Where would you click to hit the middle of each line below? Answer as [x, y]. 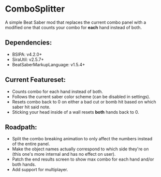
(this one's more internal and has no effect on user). [64, 154]
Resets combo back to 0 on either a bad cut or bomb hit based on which [84, 102]
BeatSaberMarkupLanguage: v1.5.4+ [49, 64]
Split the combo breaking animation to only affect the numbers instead [82, 139]
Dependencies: [29, 43]
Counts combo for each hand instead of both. [57, 91]
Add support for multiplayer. [40, 170]
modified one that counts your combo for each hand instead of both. [73, 27]
